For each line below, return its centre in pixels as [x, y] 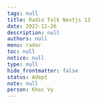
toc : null [21, 52]
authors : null [28, 39]
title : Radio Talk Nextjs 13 [49, 20]
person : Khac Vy [30, 90]
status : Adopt [28, 77]
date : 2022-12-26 [32, 26]
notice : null [26, 58]
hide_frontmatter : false [43, 70]
